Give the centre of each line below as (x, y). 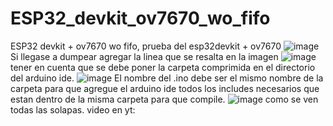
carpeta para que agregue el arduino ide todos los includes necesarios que (165, 88)
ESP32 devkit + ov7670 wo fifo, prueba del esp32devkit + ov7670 (146, 46)
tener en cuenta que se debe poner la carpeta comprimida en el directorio (163, 67)
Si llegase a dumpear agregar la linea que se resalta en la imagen (144, 56)
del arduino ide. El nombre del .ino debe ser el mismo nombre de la (167, 78)
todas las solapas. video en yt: (73, 109)
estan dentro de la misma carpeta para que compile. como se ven (164, 99)
